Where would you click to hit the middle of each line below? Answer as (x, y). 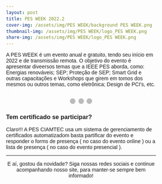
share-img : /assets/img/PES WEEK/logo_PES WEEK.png (71, 38)
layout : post (22, 12)
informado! (81, 176)
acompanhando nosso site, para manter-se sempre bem (81, 170)
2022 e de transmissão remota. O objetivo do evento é (69, 61)
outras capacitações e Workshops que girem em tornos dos (74, 79)
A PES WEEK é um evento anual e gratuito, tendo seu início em (80, 55)
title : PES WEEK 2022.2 (35, 19)
